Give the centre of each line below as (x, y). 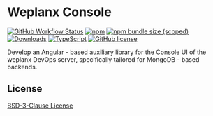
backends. (22, 67)
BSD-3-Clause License (40, 106)
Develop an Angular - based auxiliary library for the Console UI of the (107, 52)
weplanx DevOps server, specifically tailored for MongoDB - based (103, 59)
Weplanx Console (59, 12)
